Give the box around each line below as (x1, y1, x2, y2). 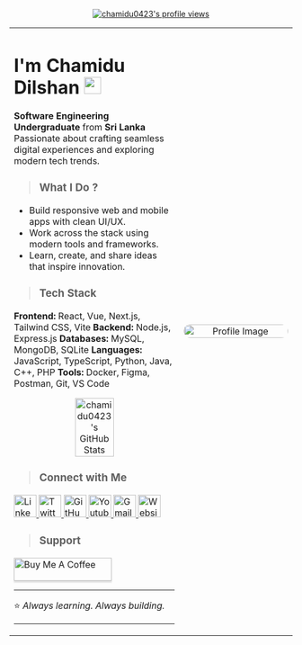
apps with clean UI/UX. (29, 216, 126, 228)
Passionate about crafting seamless (13, 132, 164, 145)
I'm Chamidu (13, 54, 126, 76)
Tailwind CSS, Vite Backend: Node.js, (13, 321, 171, 334)
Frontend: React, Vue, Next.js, (13, 310, 141, 323)
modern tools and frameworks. (29, 238, 159, 251)
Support (39, 533, 81, 548)
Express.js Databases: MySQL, (13, 333, 146, 345)
